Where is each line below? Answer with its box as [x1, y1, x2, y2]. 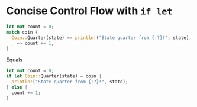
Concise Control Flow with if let [6, 4, 173, 18]
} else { [6, 84, 28, 90]
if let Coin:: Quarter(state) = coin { [6, 73, 102, 79]
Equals [6, 56, 22, 63]
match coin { [6, 29, 38, 35]
